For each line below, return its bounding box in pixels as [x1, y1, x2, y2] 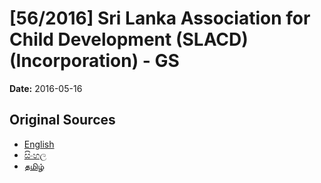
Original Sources [9, 112, 116, 129]
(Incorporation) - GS [9, 50, 180, 72]
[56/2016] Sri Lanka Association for [9, 7, 311, 30]
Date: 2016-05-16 [9, 82, 83, 94]
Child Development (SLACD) [9, 28, 249, 51]
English [23, 138, 55, 150]
